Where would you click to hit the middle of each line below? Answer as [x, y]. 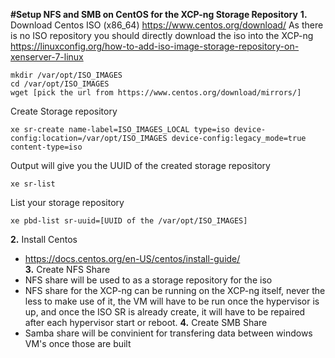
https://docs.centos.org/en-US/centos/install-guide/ [132, 258]
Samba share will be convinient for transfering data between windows [168, 333]
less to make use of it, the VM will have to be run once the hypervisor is [172, 301]
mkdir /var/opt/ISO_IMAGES [66, 75]
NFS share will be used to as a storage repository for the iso [148, 280]
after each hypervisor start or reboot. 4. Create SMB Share [146, 322]
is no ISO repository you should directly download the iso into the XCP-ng [162, 35]
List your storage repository [67, 202]
